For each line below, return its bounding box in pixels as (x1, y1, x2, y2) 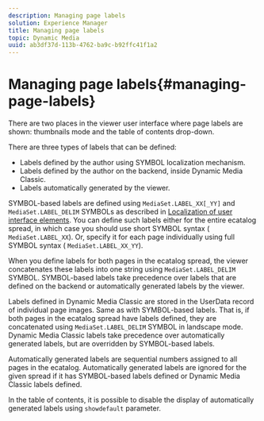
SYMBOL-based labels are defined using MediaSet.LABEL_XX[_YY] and (8, 199, 235, 208)
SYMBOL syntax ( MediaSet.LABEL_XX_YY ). (8, 241, 143, 250)
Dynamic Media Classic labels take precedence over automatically (8, 330, 225, 340)
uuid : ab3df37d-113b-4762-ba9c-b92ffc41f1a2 (8, 41, 158, 49)
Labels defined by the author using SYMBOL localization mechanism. (19, 158, 246, 168)
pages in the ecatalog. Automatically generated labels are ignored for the (8, 363, 247, 373)
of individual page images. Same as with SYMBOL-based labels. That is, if (8, 305, 250, 315)
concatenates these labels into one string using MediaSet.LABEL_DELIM (8, 265, 236, 274)
